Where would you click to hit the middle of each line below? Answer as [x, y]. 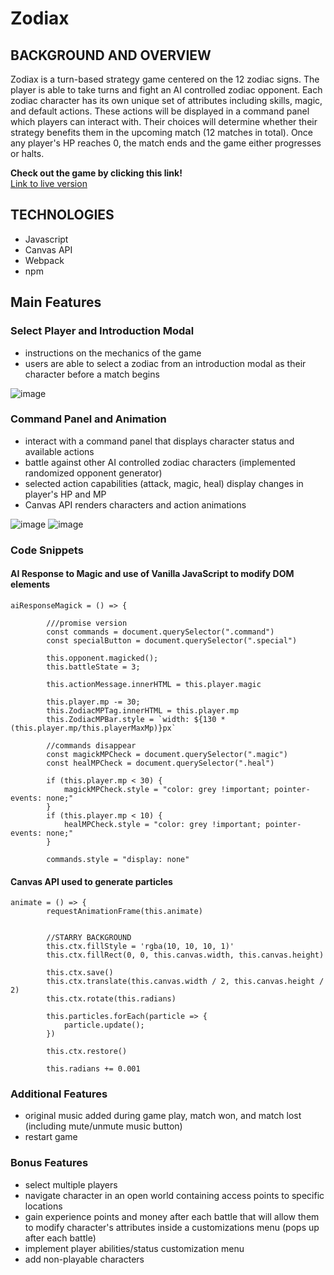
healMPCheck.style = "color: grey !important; [162, 824]
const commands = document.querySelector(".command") [160, 632]
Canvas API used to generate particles [91, 881]
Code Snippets [47, 550]
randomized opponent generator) [93, 473]
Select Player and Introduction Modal [102, 331]
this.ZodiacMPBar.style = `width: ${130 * [136, 719]
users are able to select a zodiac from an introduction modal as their [165, 363]
